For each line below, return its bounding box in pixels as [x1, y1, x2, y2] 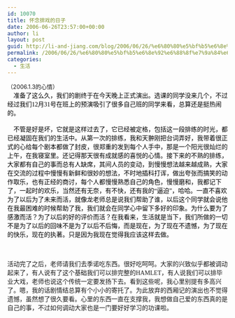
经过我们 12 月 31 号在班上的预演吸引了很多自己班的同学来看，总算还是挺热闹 [7, 100, 222, 108]
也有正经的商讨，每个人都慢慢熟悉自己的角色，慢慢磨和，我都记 [31, 178, 215, 186]
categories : [7, 56, 42, 63]
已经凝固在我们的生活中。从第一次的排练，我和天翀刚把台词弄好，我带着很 [7, 134, 222, 142]
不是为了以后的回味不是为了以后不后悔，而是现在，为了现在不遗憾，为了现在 [7, 222, 228, 230]
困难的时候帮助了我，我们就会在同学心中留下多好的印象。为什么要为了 [25, 204, 228, 212]
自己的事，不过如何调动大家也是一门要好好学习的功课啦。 [7, 304, 173, 312]
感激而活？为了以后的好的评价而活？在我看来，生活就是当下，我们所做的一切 [7, 213, 228, 221]
